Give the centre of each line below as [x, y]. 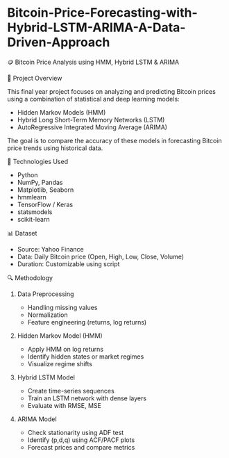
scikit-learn [33, 219]
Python [27, 174]
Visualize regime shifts [60, 363]
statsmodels [35, 212]
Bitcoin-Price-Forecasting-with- [102, 13]
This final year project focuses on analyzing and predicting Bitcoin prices [112, 91]
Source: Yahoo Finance [51, 249]
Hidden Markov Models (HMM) [61, 112]
